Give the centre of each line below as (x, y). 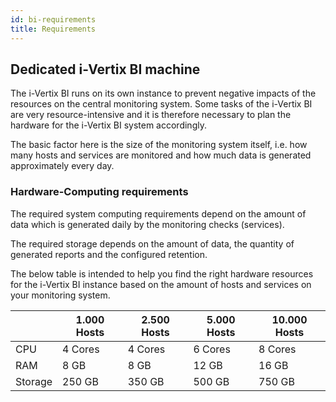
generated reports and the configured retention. (109, 254)
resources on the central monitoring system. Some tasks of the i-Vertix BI (161, 104)
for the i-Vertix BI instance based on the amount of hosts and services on (161, 284)
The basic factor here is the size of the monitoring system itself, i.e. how (159, 145)
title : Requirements (53, 29)
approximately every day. (62, 166)
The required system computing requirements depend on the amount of (158, 213)
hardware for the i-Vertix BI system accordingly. (108, 125)
